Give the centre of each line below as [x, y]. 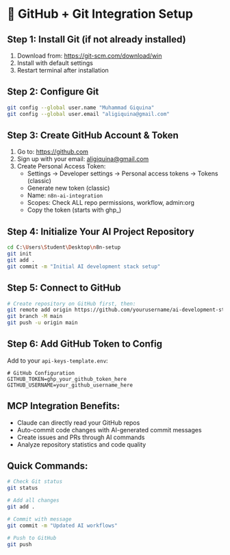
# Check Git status [35, 482]
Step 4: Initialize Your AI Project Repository [101, 231]
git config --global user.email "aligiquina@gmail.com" [88, 114]
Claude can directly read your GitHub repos [78, 422]
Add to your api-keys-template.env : [57, 360]
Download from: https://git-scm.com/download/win [89, 56]
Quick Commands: [48, 466]
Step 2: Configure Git [53, 92]
